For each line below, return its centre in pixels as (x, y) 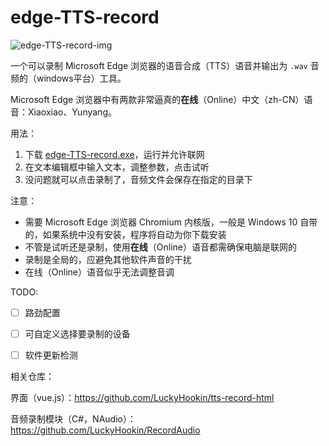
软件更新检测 (51, 355)
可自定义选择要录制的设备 (77, 334)
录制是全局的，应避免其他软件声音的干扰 (108, 259)
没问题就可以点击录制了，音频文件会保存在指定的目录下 (138, 179)
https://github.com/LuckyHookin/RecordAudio (105, 430)
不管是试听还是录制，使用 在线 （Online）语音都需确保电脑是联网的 (160, 247)
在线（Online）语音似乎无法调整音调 (99, 272)
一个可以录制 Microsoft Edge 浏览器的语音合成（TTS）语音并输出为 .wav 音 (165, 65)
